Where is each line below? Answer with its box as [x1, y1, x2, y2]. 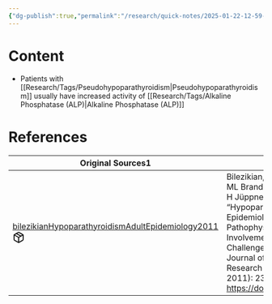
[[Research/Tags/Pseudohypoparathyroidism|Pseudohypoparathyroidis [19, 82, 258, 92]
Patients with [19, 74, 64, 83]
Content [8, 46, 65, 65]
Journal [226, 252, 256, 263]
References [8, 127, 87, 146]
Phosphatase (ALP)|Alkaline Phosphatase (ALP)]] [19, 99, 185, 109]
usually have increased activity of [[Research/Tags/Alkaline [33, 91, 232, 101]
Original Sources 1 [79, 157, 151, 169]
